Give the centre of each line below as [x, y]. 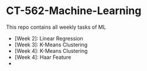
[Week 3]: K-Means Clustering [51, 45]
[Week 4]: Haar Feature [43, 57]
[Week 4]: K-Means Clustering [51, 50]
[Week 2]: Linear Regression [49, 38]
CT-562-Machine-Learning [74, 11]
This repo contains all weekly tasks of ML [56, 27]
